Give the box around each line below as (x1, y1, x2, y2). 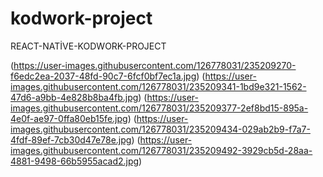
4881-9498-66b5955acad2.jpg (10, 155, 140, 167)
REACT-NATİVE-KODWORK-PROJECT (10, 40, 167, 52)
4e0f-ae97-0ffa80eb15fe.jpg (10, 112, 128, 124)
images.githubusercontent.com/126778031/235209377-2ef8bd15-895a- (10, 102, 309, 114)
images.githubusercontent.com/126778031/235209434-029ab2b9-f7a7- (10, 123, 311, 135)
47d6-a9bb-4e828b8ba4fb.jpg (10, 91, 139, 103)
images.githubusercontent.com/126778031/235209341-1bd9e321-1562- (10, 80, 307, 92)
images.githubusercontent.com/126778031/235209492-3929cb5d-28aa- (10, 144, 313, 156)
